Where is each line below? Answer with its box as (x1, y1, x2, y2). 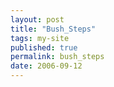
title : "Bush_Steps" (10, 24, 97, 34)
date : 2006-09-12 (10, 61, 83, 71)
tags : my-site (10, 33, 70, 43)
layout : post (10, 14, 65, 25)
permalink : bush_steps (10, 52, 105, 62)
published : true (10, 42, 78, 53)
